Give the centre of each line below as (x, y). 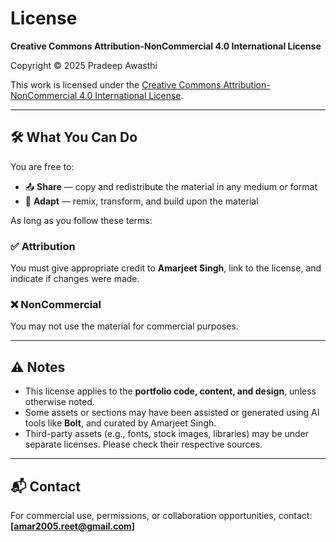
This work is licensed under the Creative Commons (116, 84)
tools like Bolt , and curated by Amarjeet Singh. (120, 423)
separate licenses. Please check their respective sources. (143, 444)
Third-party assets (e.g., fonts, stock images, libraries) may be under (167, 434)
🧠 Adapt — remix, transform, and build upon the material (141, 201)
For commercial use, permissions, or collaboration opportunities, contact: (161, 515)
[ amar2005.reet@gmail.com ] (73, 526)
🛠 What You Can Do (74, 137)
